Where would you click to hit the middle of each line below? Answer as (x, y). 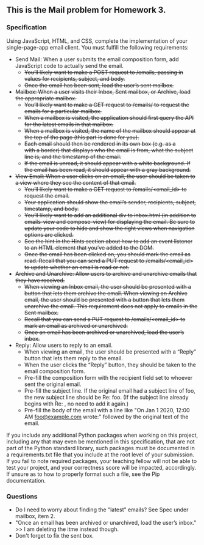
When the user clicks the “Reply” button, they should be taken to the (110, 365)
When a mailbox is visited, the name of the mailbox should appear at (110, 130)
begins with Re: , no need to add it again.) (76, 404)
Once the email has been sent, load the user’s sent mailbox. (99, 85)
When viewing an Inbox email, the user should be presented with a (108, 286)
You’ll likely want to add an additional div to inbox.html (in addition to (110, 215)
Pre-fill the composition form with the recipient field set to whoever (108, 377)
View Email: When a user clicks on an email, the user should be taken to (105, 176)
